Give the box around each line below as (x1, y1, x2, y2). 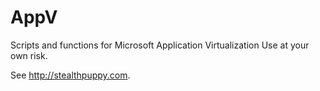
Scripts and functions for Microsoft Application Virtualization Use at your (10, 39, 310, 51)
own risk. (10, 49, 48, 61)
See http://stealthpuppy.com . (10, 69, 131, 81)
